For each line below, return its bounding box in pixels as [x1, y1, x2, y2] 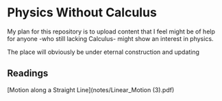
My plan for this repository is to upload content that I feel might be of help [7, 27, 216, 35]
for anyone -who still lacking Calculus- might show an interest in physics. [7, 34, 214, 42]
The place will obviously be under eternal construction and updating [7, 48, 200, 56]
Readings [7, 68, 49, 79]
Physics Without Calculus [7, 5, 158, 20]
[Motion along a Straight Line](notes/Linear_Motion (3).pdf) [7, 85, 175, 93]
